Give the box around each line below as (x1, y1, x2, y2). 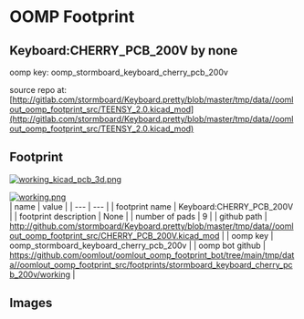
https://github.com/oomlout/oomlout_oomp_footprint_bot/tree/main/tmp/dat (9, 249, 295, 261)
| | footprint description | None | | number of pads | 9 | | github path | (9, 211, 267, 221)
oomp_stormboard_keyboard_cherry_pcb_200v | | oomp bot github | (9, 240, 267, 251)
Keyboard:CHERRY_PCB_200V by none (9, 43, 238, 58)
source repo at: (9, 85, 67, 95)
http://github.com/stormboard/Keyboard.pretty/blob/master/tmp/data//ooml (9, 221, 294, 232)
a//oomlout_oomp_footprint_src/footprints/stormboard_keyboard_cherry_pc (9, 259, 294, 270)
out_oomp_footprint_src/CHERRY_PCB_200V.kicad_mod (9, 230, 220, 241)
